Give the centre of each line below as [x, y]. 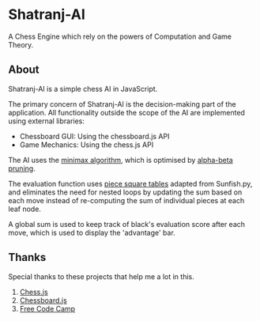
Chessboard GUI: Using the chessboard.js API [94, 136]
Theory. [21, 44]
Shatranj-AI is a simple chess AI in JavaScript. [83, 89]
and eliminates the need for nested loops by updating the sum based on [125, 192]
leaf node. [25, 209]
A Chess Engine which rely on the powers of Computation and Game [120, 36]
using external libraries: [47, 121]
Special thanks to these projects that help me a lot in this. [102, 276]
